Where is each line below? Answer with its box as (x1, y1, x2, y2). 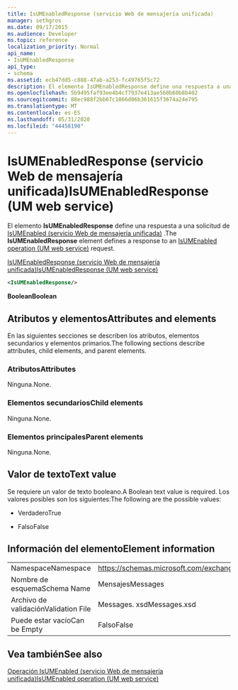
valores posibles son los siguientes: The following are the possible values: (7, 494, 222, 503)
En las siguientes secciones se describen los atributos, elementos (7, 331, 200, 340)
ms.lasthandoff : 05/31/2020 (7, 116, 91, 123)
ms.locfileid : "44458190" (7, 122, 84, 130)
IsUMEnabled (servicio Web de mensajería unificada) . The (7, 229, 177, 238)
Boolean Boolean (7, 292, 57, 301)
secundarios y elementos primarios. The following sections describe (7, 339, 205, 347)
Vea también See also (7, 648, 103, 660)
